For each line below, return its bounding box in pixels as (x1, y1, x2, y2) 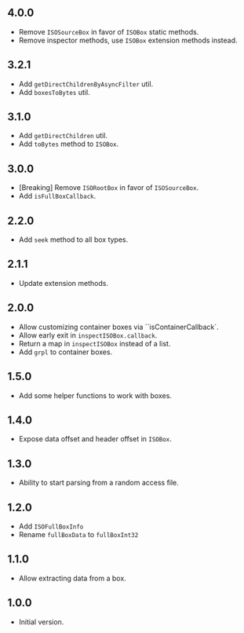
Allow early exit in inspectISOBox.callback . (18, 330, 158, 340)
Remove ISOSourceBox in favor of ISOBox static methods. (18, 27, 199, 36)
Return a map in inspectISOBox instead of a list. (18, 338, 171, 348)
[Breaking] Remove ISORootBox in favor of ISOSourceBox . (18, 183, 199, 192)
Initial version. (18, 617, 64, 627)
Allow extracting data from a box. (18, 573, 126, 583)
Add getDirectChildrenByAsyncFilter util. (18, 79, 154, 89)
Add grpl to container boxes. (18, 347, 113, 357)
